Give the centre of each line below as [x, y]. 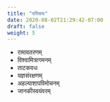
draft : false [26, 26]
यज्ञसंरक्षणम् [30, 76]
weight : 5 [21, 33]
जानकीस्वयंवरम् [34, 91]
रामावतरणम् [30, 52]
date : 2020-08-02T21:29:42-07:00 [55, 20]
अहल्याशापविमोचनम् [38, 83]
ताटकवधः [27, 68]
